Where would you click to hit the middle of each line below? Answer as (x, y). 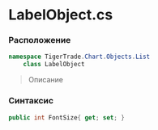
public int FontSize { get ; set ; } (67, 117)
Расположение (40, 40)
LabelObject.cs (61, 15)
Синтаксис (31, 101)
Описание (45, 80)
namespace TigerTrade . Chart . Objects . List (79, 57)
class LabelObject (54, 65)
